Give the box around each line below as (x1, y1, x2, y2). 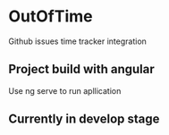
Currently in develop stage (8, 112, 160, 127)
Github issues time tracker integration (8, 36, 147, 46)
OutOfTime (8, 6, 93, 27)
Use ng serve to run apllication (8, 85, 122, 96)
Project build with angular (8, 62, 156, 77)
